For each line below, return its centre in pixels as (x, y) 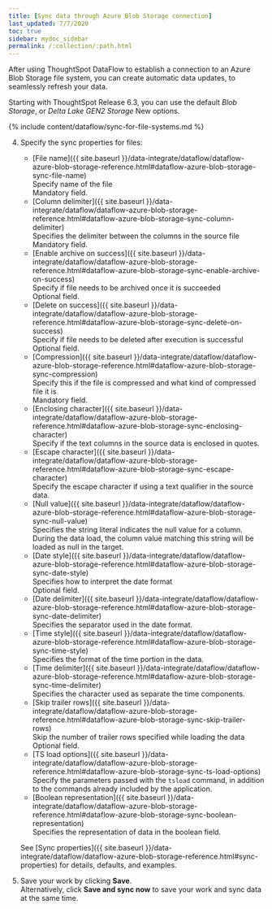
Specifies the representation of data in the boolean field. (127, 832)
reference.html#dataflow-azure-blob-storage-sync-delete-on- (137, 323)
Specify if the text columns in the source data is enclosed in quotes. (146, 443)
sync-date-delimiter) (67, 616)
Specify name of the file (72, 185)
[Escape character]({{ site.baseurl (89, 452)
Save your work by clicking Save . (76, 881)
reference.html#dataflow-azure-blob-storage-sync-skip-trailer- (139, 720)
